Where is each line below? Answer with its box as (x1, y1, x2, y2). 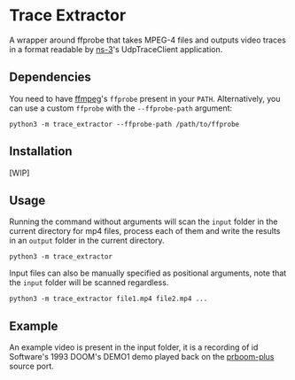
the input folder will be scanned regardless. (9, 277, 169, 288)
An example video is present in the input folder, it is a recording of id (9, 342, 259, 353)
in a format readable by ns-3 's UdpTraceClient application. (9, 43, 223, 54)
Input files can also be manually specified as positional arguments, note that (9, 268, 287, 279)
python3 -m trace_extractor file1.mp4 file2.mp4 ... (9, 294, 208, 304)
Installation (9, 143, 73, 159)
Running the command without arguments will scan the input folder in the (9, 216, 278, 227)
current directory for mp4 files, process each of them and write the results (9, 226, 281, 237)
